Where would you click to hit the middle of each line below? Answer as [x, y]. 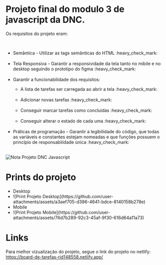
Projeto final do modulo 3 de [65, 9]
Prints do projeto [41, 177]
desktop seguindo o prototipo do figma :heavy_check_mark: [74, 69]
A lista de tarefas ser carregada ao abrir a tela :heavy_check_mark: [89, 89]
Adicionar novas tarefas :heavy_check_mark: [66, 100]
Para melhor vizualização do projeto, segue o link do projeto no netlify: [78, 252]
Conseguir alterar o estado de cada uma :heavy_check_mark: [83, 121]
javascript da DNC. [45, 20]
